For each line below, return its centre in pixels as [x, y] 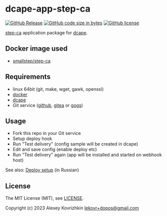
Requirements [28, 77]
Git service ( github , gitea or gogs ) [48, 105]
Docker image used [36, 49]
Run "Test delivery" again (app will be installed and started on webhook [87, 155]
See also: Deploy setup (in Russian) [42, 170]
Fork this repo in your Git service [47, 133]
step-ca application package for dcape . [46, 32]
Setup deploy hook [32, 139]
